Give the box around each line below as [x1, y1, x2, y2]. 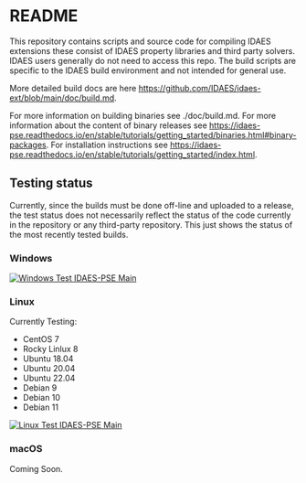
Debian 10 [22, 392, 61, 403]
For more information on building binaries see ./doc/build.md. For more [9, 110, 277, 121]
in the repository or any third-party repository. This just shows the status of [9, 219, 293, 230]
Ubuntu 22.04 [22, 372, 76, 384]
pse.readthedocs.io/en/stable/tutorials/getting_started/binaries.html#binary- [9, 129, 297, 140]
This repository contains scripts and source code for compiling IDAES [9, 36, 271, 47]
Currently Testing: [9, 317, 78, 327]
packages [9, 139, 47, 150]
